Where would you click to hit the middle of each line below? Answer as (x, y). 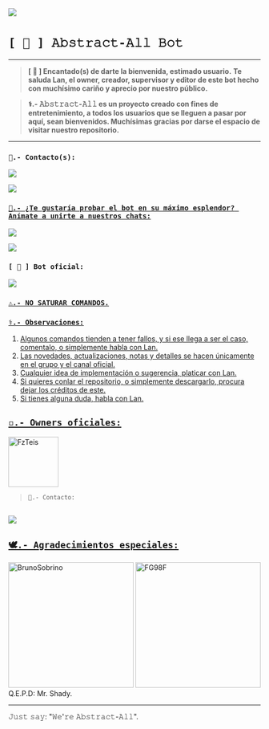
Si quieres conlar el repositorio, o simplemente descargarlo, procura (132, 381)
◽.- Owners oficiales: (65, 423)
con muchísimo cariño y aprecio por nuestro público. (118, 88)
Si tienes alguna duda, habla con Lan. (82, 399)
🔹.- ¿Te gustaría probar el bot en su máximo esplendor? (122, 208)
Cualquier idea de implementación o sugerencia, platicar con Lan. (128, 373)
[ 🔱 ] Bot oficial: (46, 267)
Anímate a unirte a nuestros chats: (80, 216)
